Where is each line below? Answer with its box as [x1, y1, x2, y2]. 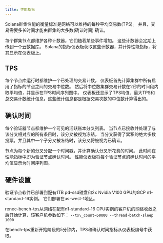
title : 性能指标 [5, 7, 35, 12]
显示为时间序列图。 [13, 160, 52, 166]
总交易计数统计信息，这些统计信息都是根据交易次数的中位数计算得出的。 [5, 96, 150, 102]
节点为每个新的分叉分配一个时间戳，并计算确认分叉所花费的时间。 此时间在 [5, 148, 156, 154]
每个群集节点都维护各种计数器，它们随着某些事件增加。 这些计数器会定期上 [5, 37, 156, 43]
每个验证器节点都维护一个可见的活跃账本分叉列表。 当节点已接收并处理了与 [5, 125, 156, 131]
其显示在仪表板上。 [5, 50, 44, 56]
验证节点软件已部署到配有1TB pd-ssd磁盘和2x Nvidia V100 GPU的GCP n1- [5, 189, 153, 195]
